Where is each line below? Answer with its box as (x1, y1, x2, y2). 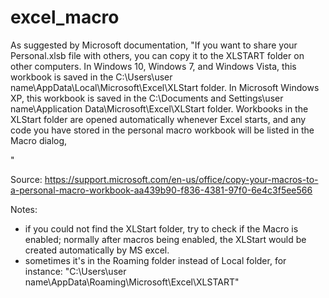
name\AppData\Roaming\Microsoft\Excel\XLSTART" (24, 276, 240, 288)
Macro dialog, (10, 134, 68, 146)
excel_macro (10, 6, 120, 29)
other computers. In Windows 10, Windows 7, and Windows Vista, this (10, 60, 297, 72)
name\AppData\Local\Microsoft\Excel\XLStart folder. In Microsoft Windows (10, 81, 320, 93)
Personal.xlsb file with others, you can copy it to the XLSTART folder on (10, 49, 305, 61)
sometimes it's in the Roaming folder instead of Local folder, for (24, 254, 287, 266)
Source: (10, 173, 43, 185)
